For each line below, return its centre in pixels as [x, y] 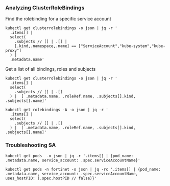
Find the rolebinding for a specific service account [58, 19]
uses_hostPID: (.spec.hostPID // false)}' [51, 178]
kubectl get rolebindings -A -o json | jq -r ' [57, 110]
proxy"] [14, 51]
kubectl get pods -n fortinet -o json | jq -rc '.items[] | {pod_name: [83, 169]
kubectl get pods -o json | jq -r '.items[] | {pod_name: [69, 156]
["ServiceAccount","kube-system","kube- [122, 46]
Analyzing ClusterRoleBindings [45, 8]
